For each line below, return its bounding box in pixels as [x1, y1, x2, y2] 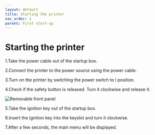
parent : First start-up [5, 21, 54, 26]
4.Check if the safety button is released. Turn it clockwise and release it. [5, 87, 151, 92]
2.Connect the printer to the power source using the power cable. [5, 67, 137, 73]
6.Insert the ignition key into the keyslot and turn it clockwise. [5, 115, 129, 121]
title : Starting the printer [5, 12, 65, 17]
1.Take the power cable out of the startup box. [5, 58, 98, 64]
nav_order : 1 [5, 16, 32, 21]
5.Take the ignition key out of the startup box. [5, 106, 96, 112]
